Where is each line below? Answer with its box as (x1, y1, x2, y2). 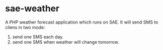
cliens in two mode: (5, 24, 45, 30)
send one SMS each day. (12, 34, 64, 40)
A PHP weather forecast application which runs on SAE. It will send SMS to (5, 19, 158, 25)
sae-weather (5, 3, 60, 14)
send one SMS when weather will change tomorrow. (12, 39, 119, 45)
